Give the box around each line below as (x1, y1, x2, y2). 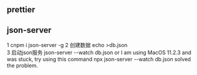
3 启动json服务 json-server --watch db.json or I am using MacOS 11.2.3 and (7, 49, 192, 56)
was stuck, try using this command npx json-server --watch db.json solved (7, 56, 191, 63)
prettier (7, 5, 35, 15)
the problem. (7, 62, 38, 69)
